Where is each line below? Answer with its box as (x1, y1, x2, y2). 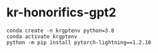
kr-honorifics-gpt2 (6, 5, 117, 20)
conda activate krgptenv (6, 33, 78, 40)
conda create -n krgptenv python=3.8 (6, 27, 115, 34)
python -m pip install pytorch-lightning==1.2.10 (6, 39, 152, 46)
